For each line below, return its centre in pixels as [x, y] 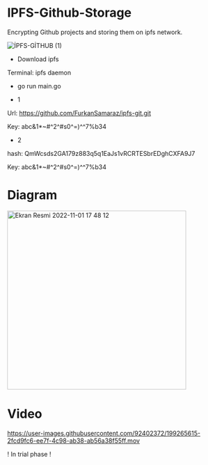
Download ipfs [38, 59]
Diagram [32, 195]
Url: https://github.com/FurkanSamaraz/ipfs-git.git [79, 113]
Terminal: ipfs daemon [39, 72]
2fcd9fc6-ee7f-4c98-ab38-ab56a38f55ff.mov [74, 441]
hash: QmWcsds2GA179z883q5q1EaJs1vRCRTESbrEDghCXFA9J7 [101, 153]
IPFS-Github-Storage [70, 13]
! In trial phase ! [29, 454]
